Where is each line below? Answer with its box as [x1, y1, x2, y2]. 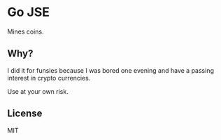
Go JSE [7, 4, 50, 20]
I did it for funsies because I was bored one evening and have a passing [7, 66, 215, 74]
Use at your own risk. [7, 87, 69, 95]
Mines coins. [7, 27, 44, 36]
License [7, 108, 43, 120]
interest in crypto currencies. [7, 73, 91, 82]
